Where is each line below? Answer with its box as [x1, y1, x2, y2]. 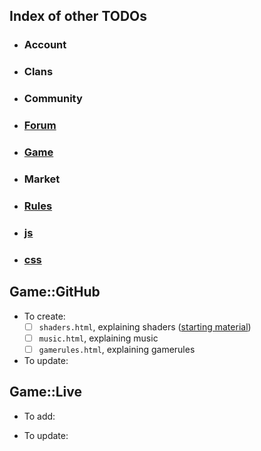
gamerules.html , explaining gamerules [38, 343, 196, 355]
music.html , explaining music [38, 332, 159, 344]
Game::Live [9, 384, 82, 401]
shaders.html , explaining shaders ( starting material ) [38, 320, 252, 333]
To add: [23, 410, 56, 422]
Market [23, 172, 61, 186]
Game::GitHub [9, 284, 101, 301]
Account [23, 38, 67, 52]
